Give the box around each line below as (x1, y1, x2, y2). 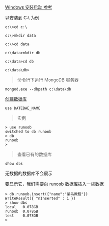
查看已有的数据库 (17, 152, 52, 157)
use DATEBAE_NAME (5, 106, 41, 111)
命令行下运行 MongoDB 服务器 (17, 77, 79, 83)
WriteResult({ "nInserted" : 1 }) (5, 196, 76, 201)
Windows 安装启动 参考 (5, 4, 53, 10)
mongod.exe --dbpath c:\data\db (5, 87, 71, 92)
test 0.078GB (5, 213, 38, 218)
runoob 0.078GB (5, 209, 38, 214)
